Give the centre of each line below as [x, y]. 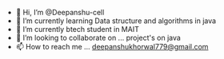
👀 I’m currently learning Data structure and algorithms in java [116, 21]
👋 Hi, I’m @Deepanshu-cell [60, 12]
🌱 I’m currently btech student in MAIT [78, 29]
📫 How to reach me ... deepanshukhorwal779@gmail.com [112, 47]
